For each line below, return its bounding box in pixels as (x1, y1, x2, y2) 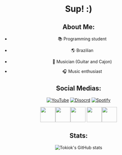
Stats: (69, 132, 88, 140)
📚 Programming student (57, 36, 107, 42)
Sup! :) (65, 3, 93, 15)
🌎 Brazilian (70, 48, 94, 53)
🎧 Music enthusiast (62, 69, 102, 74)
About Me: (62, 23, 95, 31)
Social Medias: (56, 84, 101, 93)
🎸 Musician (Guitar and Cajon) (52, 59, 112, 64)
